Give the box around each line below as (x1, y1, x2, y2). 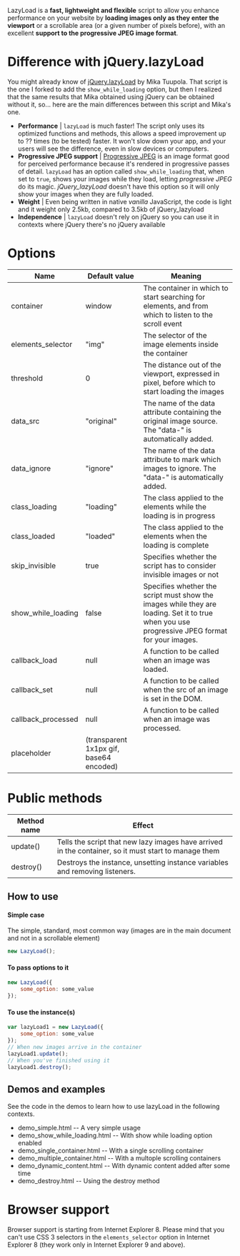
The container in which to (143, 283, 229, 293)
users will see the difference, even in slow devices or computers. (17, 144, 209, 153)
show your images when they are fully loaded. (17, 189, 154, 199)
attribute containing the (143, 407, 221, 417)
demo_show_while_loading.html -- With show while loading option (17, 1131, 213, 1140)
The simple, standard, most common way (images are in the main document (7, 926, 231, 935)
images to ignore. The (143, 463, 216, 473)
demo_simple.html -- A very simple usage (17, 1124, 141, 1132)
